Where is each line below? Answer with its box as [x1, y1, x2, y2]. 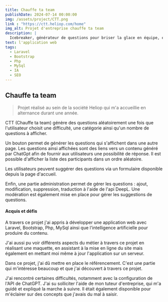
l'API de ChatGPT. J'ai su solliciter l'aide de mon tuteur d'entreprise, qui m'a [5, 280, 161, 286]
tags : [5, 45, 16, 50]
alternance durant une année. [17, 110, 79, 116]
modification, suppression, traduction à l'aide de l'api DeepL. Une [5, 186, 140, 192]
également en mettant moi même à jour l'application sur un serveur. [5, 250, 144, 256]
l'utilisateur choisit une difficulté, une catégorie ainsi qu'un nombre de [5, 125, 149, 131]
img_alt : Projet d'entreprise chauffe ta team [5, 26, 104, 31]
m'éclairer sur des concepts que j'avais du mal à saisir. [5, 291, 118, 297]
